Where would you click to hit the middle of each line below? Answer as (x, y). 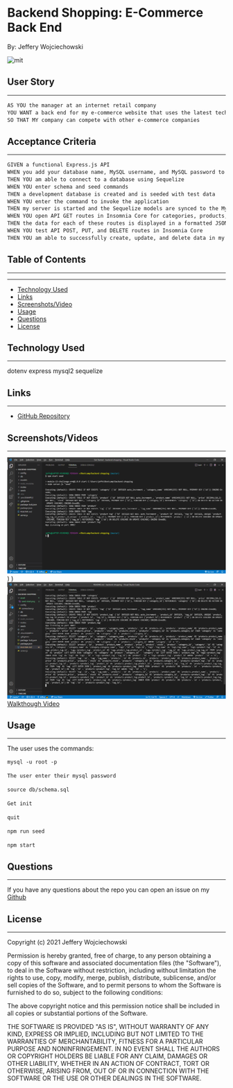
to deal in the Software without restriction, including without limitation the (112, 970)
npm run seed (26, 831)
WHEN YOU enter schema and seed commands (68, 187)
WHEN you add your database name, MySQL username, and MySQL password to (116, 172)
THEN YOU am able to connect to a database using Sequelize (96, 179)
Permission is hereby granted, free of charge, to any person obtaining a (109, 956)
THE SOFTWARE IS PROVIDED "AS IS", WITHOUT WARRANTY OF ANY (108, 1026)
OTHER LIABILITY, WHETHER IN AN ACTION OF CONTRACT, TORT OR (108, 1063)
